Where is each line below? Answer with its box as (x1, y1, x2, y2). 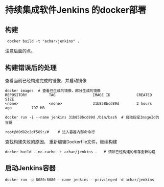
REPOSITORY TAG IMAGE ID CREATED (5, 93, 152, 97)
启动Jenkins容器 (5, 164, 56, 172)
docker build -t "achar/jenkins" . (7, 39, 80, 44)
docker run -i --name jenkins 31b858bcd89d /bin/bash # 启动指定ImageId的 (5, 115, 160, 120)
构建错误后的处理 (5, 64, 57, 72)
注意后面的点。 (5, 48, 35, 54)
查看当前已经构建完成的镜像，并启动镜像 (5, 77, 87, 83)
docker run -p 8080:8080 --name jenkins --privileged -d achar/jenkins (5, 177, 154, 182)
